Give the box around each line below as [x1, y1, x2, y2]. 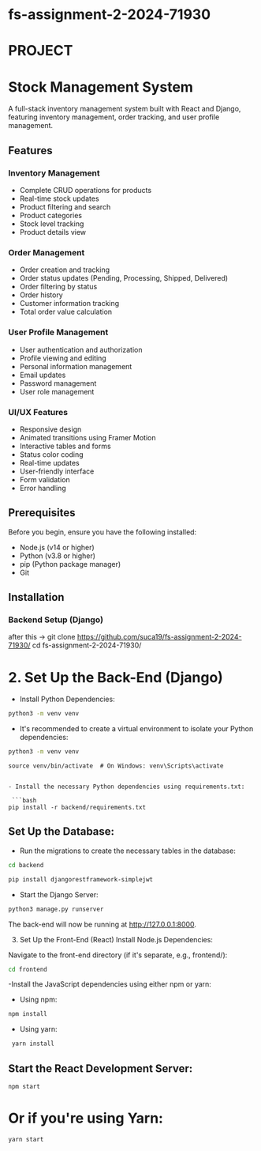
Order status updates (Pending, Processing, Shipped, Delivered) [19, 274, 229, 283]
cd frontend [8, 965, 47, 973]
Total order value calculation [19, 307, 113, 317]
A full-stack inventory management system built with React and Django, [8, 104, 241, 114]
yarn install [11, 1040, 55, 1048]
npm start [8, 1082, 41, 1090]
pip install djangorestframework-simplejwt [8, 875, 154, 883]
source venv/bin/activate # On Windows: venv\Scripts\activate [8, 762, 224, 770]
